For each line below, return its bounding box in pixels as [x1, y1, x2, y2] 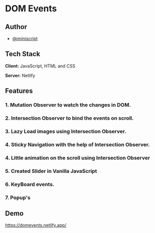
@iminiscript [12, 35, 38, 41]
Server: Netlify [5, 72, 35, 78]
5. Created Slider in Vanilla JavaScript [5, 167, 97, 174]
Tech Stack [5, 50, 40, 58]
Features [5, 87, 33, 95]
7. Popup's [5, 194, 31, 201]
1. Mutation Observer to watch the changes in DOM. [5, 101, 131, 108]
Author [5, 23, 27, 31]
